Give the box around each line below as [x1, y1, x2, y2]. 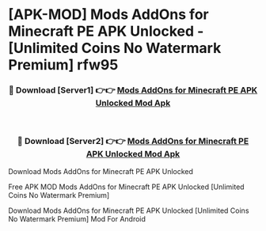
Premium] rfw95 [8, 56, 119, 74]
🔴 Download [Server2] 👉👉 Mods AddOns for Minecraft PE [17, 136, 249, 147]
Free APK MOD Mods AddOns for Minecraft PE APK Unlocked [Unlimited [8, 182, 245, 191]
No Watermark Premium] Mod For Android [8, 214, 146, 223]
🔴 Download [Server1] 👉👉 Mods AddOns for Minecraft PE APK [8, 85, 258, 96]
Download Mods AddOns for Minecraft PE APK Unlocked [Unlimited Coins [8, 206, 249, 215]
